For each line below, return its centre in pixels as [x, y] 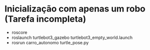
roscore [19, 32]
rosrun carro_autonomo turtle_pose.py [50, 42]
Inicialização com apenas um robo [75, 9]
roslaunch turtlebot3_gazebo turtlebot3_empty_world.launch [72, 37]
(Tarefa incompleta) [45, 19]
